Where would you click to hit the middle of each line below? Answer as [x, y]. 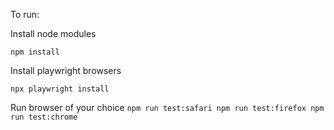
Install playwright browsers [66, 70]
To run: [25, 14]
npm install [35, 52]
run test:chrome [44, 117]
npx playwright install [60, 89]
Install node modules [53, 33]
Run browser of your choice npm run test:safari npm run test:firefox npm [167, 107]
